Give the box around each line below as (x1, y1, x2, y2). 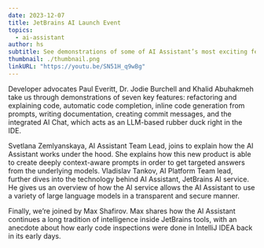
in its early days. (8, 231, 61, 240)
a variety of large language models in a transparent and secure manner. (8, 191, 240, 200)
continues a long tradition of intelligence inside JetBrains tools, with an (8, 214, 237, 224)
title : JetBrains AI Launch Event (8, 19, 122, 27)
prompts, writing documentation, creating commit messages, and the (8, 109, 232, 119)
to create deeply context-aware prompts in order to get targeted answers (8, 158, 245, 167)
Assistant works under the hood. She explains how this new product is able (8, 149, 251, 159)
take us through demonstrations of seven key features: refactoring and (8, 92, 237, 102)
